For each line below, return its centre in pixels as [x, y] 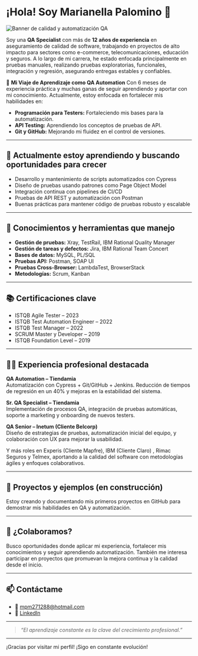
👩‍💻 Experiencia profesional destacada [77, 365]
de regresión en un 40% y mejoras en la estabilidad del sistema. [84, 391]
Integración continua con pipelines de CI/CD [68, 192]
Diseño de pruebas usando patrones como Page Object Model [90, 185]
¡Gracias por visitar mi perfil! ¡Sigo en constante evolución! [77, 647]
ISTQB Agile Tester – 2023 [47, 315]
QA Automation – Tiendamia [41, 379]
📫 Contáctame [34, 590]
